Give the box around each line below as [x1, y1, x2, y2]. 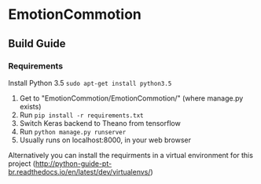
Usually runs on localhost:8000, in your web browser [19, 135, 191, 145]
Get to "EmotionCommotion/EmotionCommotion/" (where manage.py [19, 93, 244, 103]
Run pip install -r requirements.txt [19, 110, 144, 120]
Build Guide [8, 37, 66, 50]
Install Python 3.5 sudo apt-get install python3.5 [8, 78, 172, 87]
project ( [8, 159, 36, 168]
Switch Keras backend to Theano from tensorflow [19, 118, 181, 127]
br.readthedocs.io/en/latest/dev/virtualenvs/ [8, 167, 151, 176]
